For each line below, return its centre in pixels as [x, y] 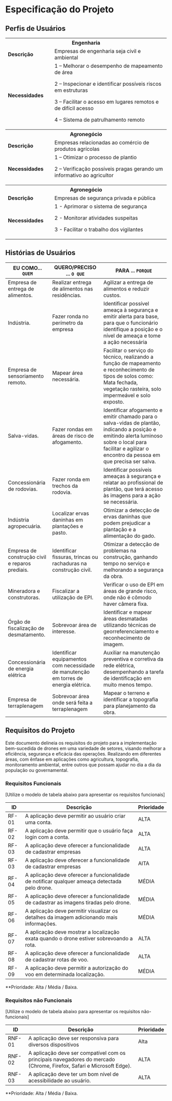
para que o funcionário [131, 323]
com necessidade [73, 665]
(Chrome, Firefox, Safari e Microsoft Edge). [80, 1066]
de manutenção [71, 672]
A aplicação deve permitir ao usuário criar [75, 816]
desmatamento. [27, 634]
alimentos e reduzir [126, 288]
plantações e [68, 526]
